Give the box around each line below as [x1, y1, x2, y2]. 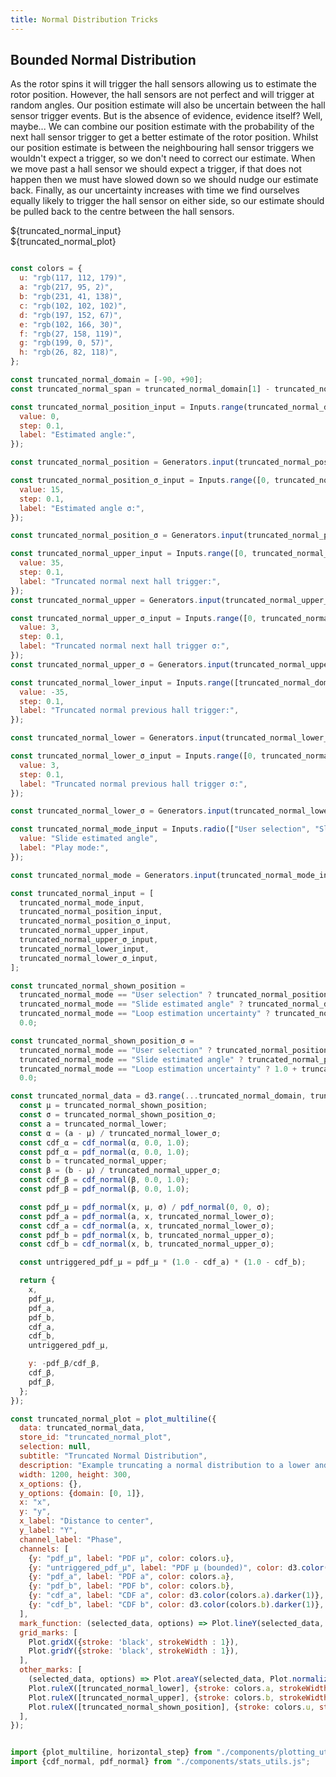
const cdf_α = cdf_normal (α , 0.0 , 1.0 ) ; [19, 1137, 190, 1148]
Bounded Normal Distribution [10, 52, 197, 69]
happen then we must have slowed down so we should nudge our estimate [10, 174, 319, 186]
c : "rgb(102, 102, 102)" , [19, 301, 128, 311]
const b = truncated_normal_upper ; [19, 1156, 168, 1166]
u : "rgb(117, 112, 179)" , [19, 273, 128, 283]
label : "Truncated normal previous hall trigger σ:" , [19, 779, 248, 789]
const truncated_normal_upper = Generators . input [10, 595, 222, 605]
